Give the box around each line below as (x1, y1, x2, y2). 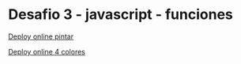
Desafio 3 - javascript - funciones (8, 6, 233, 24)
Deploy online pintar (8, 32, 73, 41)
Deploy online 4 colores (8, 47, 85, 56)
